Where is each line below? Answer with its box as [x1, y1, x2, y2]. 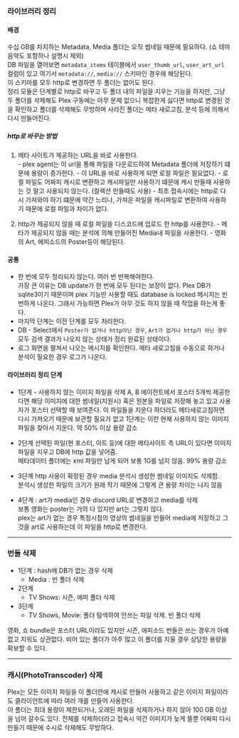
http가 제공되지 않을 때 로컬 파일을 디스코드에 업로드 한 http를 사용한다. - [17, 220, 221, 228]
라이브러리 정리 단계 [7, 370, 63, 379]
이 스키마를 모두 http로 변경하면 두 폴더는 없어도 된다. [7, 79, 156, 87]
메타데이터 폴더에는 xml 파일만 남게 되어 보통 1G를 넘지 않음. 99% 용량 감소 [17, 456, 228, 465]
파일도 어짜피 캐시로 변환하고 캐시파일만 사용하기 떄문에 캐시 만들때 [25, 178, 212, 186]
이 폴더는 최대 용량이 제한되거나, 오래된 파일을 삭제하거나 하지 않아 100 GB [7, 705, 214, 714]
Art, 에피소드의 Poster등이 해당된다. [25, 238, 126, 246]
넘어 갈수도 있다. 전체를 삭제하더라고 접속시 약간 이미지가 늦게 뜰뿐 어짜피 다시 [14, 714, 231, 723]
